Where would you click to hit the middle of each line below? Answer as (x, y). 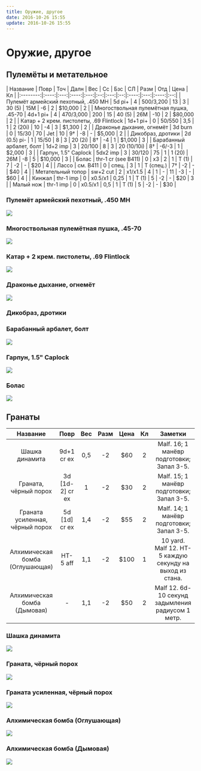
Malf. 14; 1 (173, 508)
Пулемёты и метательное (57, 75)
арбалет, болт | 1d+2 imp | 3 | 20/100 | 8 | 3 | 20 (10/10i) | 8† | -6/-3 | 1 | (95, 146)
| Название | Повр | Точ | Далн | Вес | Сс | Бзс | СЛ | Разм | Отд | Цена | (97, 89)
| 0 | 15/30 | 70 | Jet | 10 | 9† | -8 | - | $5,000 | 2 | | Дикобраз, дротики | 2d (99, 134)
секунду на (173, 563)
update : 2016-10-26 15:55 (38, 23)
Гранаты (23, 417)
